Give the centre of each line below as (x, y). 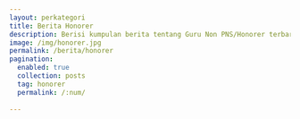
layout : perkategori (48, 17)
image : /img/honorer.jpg (55, 42)
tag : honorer (42, 84)
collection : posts (52, 76)
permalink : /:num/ (52, 92)
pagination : (31, 59)
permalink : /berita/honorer (62, 51)
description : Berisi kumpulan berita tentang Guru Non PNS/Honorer (137, 34)
